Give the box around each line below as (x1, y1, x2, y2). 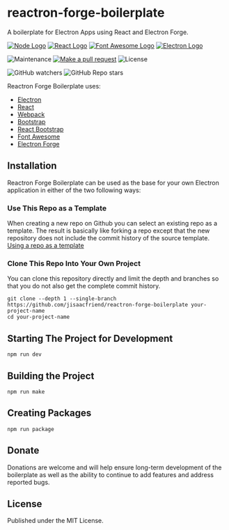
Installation (7, 160, 57, 172)
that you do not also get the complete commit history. (7, 282, 161, 290)
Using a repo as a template (7, 242, 85, 250)
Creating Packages (7, 407, 92, 419)
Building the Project (7, 370, 95, 382)
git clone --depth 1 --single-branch (7, 295, 117, 302)
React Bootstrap (17, 125, 64, 133)
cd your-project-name (7, 313, 70, 321)
